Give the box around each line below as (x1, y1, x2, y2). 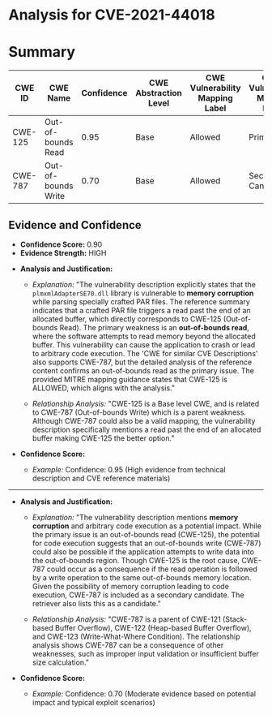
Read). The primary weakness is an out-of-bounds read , (59, 322, 249, 332)
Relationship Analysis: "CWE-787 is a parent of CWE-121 (32, 614, 221, 624)
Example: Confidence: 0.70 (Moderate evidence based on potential (32, 688, 257, 699)
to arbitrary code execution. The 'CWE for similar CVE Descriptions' (32, 348, 258, 358)
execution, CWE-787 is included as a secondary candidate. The (32, 590, 244, 600)
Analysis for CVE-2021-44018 (8, 6, 216, 24)
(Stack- (222, 614, 248, 624)
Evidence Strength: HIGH (19, 248, 107, 257)
